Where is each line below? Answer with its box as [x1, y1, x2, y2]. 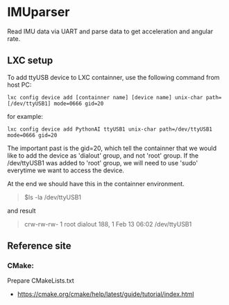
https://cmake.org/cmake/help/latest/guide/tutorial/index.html [17, 290, 194, 299]
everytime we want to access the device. [7, 166, 125, 174]
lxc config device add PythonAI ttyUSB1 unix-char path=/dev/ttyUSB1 [7, 126, 213, 133]
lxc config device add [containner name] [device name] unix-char [7, 94, 203, 101]
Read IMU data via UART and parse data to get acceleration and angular [7, 27, 214, 35]
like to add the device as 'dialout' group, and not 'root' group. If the [7, 151, 199, 160]
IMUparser [7, 4, 70, 20]
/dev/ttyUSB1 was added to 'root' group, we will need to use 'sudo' [7, 158, 198, 167]
